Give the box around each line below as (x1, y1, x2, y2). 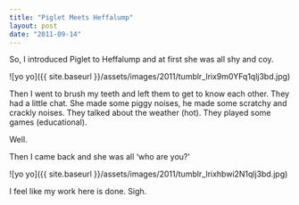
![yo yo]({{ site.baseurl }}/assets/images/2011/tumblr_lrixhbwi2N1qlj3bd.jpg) (9, 168, 288, 179)
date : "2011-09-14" (9, 29, 82, 38)
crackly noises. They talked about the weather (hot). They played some (9, 108, 271, 119)
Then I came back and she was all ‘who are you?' (9, 152, 190, 162)
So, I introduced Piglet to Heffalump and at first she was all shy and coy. (9, 54, 274, 65)
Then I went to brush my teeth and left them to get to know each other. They (9, 88, 290, 99)
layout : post (9, 21, 58, 30)
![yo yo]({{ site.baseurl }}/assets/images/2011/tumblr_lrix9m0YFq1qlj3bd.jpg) (9, 71, 291, 82)
